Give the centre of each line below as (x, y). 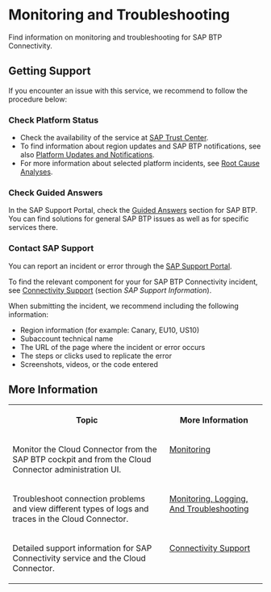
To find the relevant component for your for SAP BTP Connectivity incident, (133, 281)
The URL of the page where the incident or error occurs (113, 347)
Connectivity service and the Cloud (79, 558)
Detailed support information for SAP (82, 548)
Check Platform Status (54, 120)
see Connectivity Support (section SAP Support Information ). (110, 290)
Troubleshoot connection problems (79, 499)
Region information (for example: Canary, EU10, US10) (110, 330)
